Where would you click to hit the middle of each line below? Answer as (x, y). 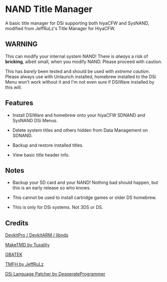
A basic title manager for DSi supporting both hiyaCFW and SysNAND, (77, 23)
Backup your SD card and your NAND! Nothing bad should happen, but (85, 183)
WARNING (21, 44)
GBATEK (14, 254)
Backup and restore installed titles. (48, 145)
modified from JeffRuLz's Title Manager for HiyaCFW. (60, 28)
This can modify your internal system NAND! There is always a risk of (77, 56)
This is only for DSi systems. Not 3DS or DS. (58, 207)
